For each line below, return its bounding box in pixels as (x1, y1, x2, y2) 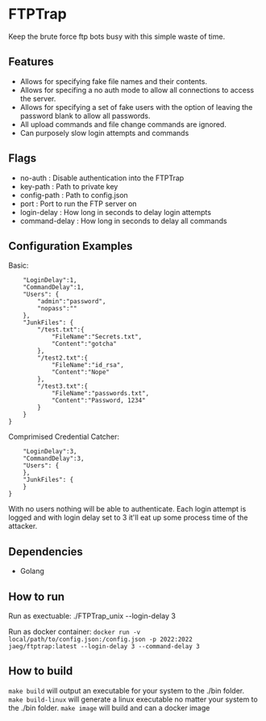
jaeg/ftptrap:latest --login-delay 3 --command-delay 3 (8, 643, 200, 651)
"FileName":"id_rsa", (51, 361, 125, 369)
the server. (19, 94, 56, 103)
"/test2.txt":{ (37, 354, 89, 362)
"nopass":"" (37, 305, 78, 313)
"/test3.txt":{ (37, 382, 89, 390)
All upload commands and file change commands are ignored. (19, 119, 227, 129)
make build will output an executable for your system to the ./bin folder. (8, 685, 244, 695)
